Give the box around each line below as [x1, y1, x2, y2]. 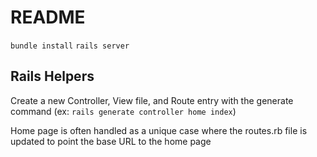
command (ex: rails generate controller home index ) [10, 105, 237, 117]
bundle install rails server [10, 41, 130, 51]
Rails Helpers [10, 68, 95, 85]
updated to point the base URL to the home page [10, 135, 212, 147]
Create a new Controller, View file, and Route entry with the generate [10, 94, 294, 106]
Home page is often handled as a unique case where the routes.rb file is [10, 124, 308, 136]
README [10, 6, 86, 29]
